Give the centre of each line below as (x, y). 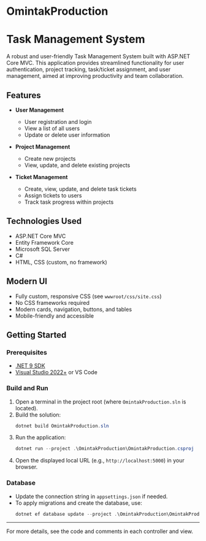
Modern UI (27, 281)
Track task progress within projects (69, 202)
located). (26, 408)
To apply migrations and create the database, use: (78, 503)
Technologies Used (44, 221)
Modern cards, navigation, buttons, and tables (74, 309)
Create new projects (50, 158)
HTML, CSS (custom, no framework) (61, 262)
